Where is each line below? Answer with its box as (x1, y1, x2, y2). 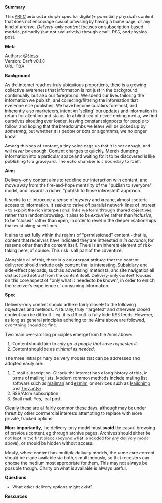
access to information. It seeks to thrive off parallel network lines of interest (5, 202, 156, 208)
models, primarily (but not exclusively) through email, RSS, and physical (5, 29, 148, 34)
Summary (5, 4, 25, 10)
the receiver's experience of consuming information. (5, 283, 110, 288)
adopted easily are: (5, 361, 44, 366)
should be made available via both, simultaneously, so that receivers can (5, 455, 150, 460)
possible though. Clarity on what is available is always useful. (5, 465, 127, 471)
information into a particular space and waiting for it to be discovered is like (5, 153, 155, 159)
